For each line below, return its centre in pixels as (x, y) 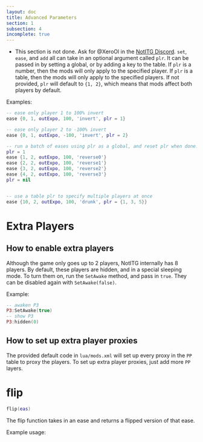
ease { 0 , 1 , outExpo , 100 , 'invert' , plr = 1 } (66, 119)
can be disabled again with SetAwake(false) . (61, 282)
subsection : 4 (24, 29)
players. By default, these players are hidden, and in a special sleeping (94, 269)
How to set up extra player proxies (72, 341)
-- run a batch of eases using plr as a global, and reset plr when (94, 146)
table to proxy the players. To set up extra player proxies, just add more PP (98, 361)
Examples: (19, 102)
